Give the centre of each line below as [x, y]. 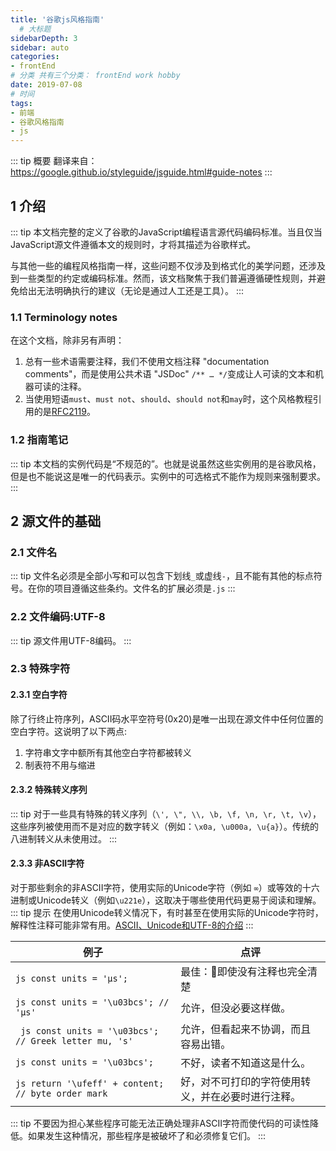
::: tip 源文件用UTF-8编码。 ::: [71, 640]
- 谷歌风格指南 [37, 122]
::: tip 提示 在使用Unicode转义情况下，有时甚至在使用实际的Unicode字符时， [167, 913]
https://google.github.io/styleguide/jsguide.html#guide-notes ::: [141, 172]
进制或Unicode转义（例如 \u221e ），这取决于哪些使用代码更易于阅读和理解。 [166, 900]
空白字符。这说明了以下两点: [69, 731]
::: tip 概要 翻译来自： [54, 161]
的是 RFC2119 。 [64, 412]
